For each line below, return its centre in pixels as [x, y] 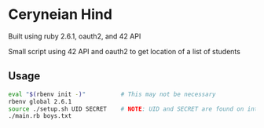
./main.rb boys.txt [40, 116]
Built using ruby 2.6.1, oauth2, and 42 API [75, 36]
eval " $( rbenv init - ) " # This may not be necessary [112, 94]
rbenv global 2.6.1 [40, 101]
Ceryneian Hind [60, 15]
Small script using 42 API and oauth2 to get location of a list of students [125, 51]
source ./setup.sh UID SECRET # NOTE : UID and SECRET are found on [126, 109]
